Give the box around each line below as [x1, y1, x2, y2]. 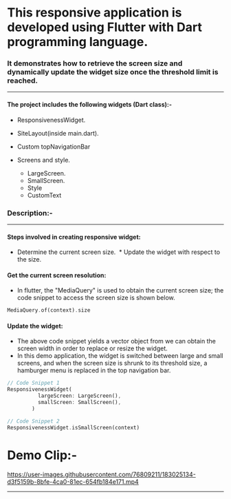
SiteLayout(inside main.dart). [16, 129, 99, 137]
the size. [16, 255, 42, 264]
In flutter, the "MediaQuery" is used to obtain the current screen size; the [16, 286, 224, 295]
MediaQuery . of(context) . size [7, 307, 91, 314]
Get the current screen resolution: [7, 270, 107, 279]
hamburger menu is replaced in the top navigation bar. [16, 366, 171, 374]
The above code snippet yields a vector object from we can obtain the [16, 337, 217, 346]
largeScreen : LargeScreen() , [37, 392, 122, 400]
